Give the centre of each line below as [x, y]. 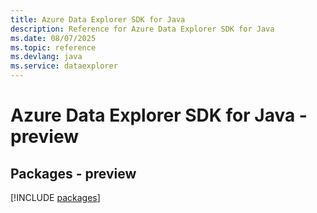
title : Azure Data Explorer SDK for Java [98, 19]
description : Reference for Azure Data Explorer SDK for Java [142, 29]
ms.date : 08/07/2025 [53, 38]
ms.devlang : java [46, 57]
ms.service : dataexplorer [64, 66]
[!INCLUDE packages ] [55, 197]
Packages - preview [73, 173]
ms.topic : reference [53, 47]
